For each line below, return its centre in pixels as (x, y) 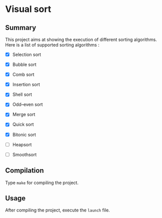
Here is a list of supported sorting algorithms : (52, 45)
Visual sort (28, 9)
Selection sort (27, 54)
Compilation (24, 171)
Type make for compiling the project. (42, 183)
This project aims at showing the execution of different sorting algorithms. (81, 39)
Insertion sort (26, 85)
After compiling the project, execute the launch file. (58, 210)
